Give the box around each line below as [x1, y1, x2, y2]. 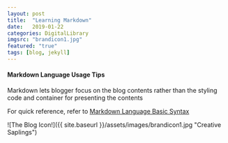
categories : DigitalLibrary [7, 29, 89, 37]
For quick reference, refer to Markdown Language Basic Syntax [7, 107, 190, 116]
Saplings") [7, 128, 38, 137]
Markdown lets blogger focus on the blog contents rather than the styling [7, 86, 218, 95]
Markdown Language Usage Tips [7, 70, 105, 79]
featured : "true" [7, 43, 58, 50]
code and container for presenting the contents [7, 93, 143, 102]
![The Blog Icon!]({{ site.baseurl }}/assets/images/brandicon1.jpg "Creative [7, 121, 222, 129]
